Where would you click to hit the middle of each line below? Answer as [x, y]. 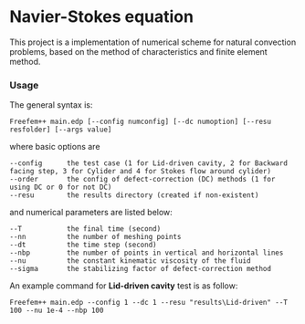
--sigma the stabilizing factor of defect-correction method [141, 269]
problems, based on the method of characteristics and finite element [138, 51]
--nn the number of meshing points [95, 237]
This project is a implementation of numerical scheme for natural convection [153, 42]
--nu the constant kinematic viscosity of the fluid [130, 261]
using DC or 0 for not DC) [61, 188]
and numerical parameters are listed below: [91, 213]
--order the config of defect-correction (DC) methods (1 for [142, 180]
